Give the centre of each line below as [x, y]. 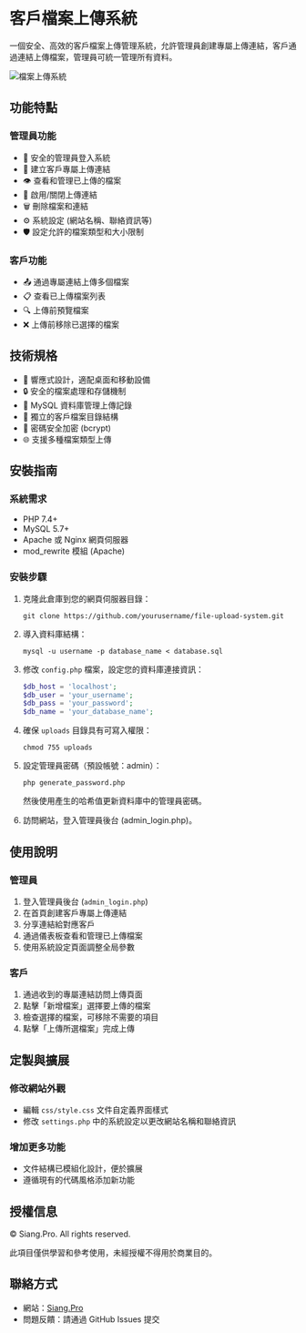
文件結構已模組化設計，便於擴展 [82, 1169]
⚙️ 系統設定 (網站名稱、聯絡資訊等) [87, 220]
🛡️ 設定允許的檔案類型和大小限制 [83, 231]
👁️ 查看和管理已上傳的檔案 [71, 180]
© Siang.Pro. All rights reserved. [70, 1234]
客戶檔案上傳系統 [74, 19]
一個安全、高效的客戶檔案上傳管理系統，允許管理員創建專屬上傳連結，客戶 [149, 46]
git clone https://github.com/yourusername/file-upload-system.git [153, 616]
